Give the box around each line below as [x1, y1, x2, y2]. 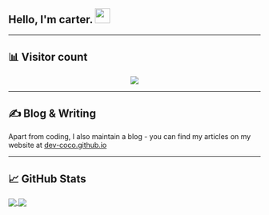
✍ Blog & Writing [8, 107, 96, 121]
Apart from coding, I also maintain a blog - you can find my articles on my [8, 132, 251, 141]
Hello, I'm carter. [8, 13, 94, 26]
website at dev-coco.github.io [8, 141, 107, 150]
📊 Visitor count [8, 50, 88, 64]
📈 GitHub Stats [8, 172, 86, 185]
